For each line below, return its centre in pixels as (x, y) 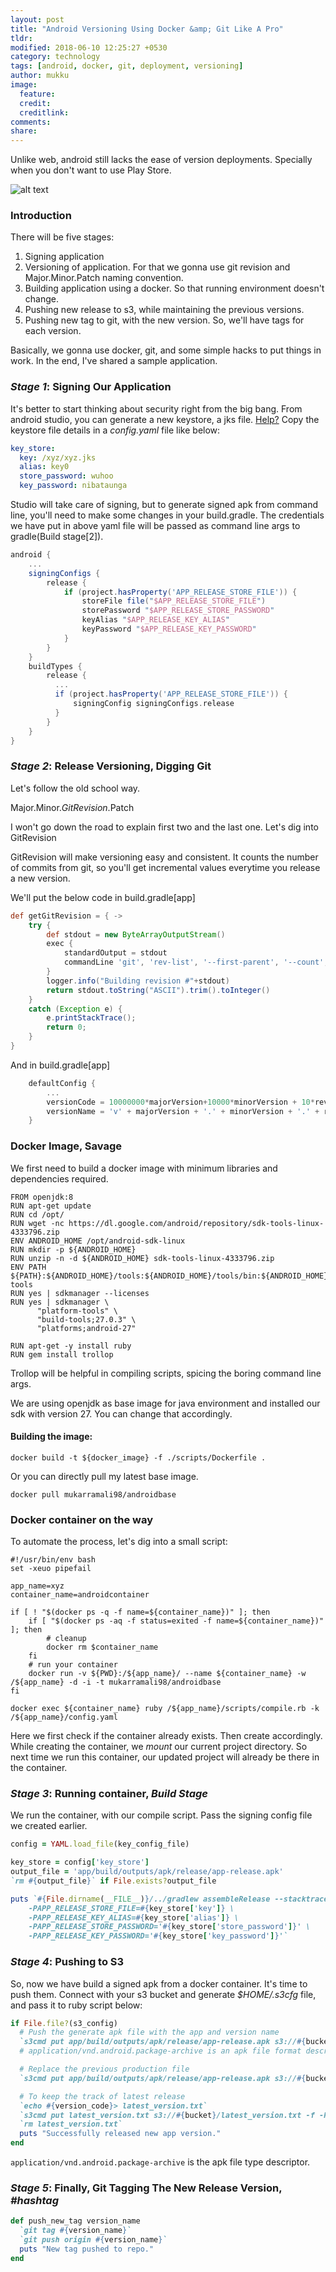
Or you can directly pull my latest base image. (104, 1476)
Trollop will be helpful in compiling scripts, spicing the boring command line (166, 1373)
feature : (37, 94)
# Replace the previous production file (104, 2069)
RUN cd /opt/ (37, 1214)
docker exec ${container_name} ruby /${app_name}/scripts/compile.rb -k (165, 1709)
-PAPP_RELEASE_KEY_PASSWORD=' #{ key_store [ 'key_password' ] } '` (158, 1936)
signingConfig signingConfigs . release (154, 704)
